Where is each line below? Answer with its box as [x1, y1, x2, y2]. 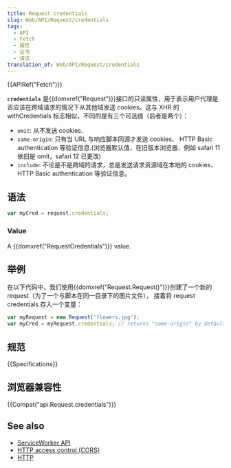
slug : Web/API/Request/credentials [7, 17, 109, 23]
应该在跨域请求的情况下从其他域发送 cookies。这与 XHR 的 [12, 103, 180, 111]
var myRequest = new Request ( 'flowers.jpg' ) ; [7, 314, 140, 321]
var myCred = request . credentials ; [7, 210, 109, 217]
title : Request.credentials [7, 10, 88, 17]
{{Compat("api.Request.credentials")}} [7, 400, 117, 408]
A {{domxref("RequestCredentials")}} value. [7, 242, 132, 250]
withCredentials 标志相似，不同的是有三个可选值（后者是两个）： [7, 111, 189, 120]
